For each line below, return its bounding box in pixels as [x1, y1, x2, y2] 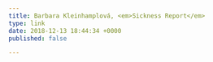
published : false [8, 34, 67, 43]
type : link [8, 19, 46, 27]
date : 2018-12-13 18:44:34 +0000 [8, 27, 122, 35]
